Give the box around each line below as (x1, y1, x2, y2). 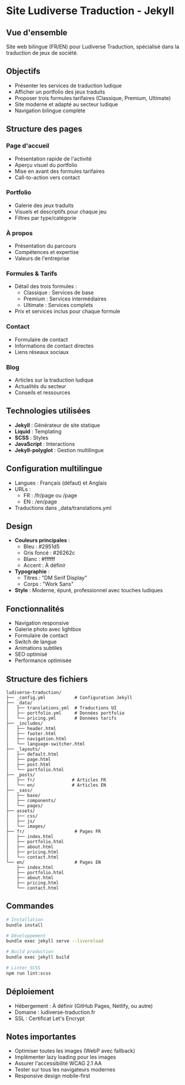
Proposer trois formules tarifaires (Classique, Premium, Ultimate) (14, 94, 171, 101)
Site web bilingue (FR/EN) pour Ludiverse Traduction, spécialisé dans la (6, 43, 180, 50)
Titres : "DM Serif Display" (23, 575, 88, 582)
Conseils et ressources (14, 389, 70, 396)
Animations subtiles (14, 645, 63, 652)
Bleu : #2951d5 (23, 543, 60, 550)
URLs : (14, 485, 31, 492)
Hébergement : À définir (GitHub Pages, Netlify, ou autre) (14, 1002, 153, 1009)
